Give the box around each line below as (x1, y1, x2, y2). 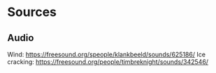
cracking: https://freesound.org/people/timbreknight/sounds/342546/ (7, 58, 208, 66)
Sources (7, 4, 57, 20)
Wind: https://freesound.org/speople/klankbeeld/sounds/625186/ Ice (7, 50, 206, 58)
